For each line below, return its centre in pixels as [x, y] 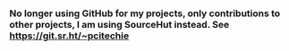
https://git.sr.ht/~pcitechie [69, 36]
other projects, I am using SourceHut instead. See [119, 24]
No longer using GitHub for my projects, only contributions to [145, 13]
